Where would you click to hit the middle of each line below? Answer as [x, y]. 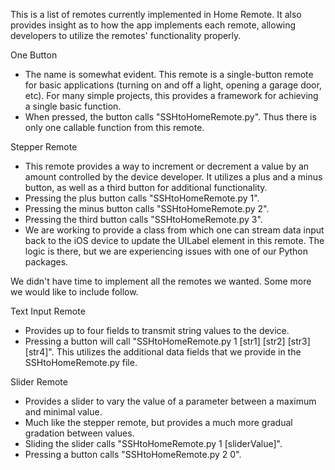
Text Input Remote [48, 311]
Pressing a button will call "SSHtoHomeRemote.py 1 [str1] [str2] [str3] [167, 341]
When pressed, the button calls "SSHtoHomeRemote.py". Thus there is [170, 117]
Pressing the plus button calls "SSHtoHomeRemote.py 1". [142, 198]
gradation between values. [79, 433]
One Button [34, 55]
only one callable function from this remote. [114, 127]
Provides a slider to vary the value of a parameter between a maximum [170, 401]
